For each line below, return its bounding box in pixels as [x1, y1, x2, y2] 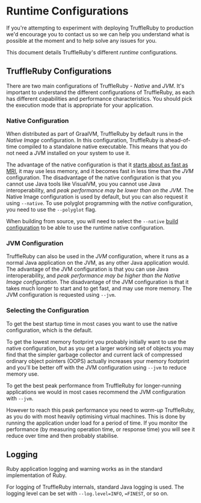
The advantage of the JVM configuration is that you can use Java [6, 265, 169, 273]
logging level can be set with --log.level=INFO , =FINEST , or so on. [6, 490, 169, 497]
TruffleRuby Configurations [6, 66, 112, 77]
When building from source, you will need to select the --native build [6, 218, 179, 225]
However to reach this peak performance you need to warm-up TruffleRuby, [6, 406, 196, 414]
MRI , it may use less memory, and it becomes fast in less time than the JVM [6, 168, 194, 175]
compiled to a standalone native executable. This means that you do [18, 143, 188, 150]
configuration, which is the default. [6, 326, 93, 334]
